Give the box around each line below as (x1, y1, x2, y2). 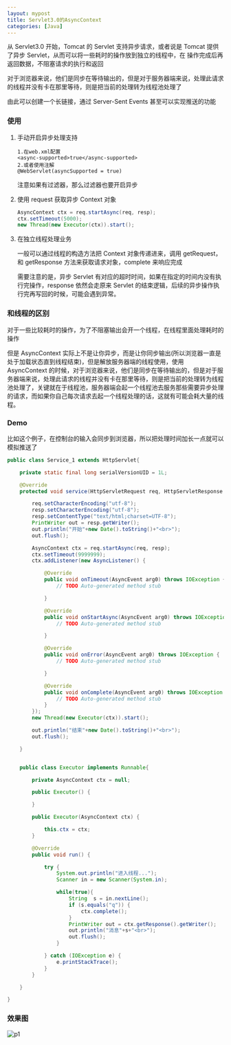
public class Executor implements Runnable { (19, 764, 149, 771)
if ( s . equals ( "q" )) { (68, 901, 131, 908)
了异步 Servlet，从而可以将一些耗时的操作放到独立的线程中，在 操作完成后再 (7, 51, 223, 59)
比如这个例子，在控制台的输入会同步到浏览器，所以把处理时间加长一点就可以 (7, 434, 224, 442)
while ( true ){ (56, 889, 94, 896)
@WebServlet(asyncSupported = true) (16, 168, 122, 175)
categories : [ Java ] (7, 23, 63, 30)
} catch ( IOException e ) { (43, 952, 122, 959)
